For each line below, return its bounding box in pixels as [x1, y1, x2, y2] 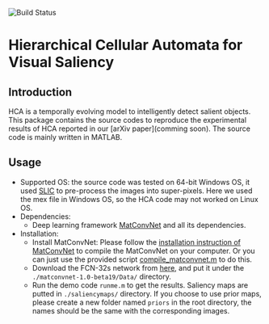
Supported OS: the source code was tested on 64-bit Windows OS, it [19, 177, 250, 187]
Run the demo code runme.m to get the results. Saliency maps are [32, 280, 249, 290]
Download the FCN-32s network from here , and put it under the [32, 263, 245, 272]
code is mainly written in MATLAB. [8, 133, 123, 141]
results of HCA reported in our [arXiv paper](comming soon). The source [8, 124, 250, 133]
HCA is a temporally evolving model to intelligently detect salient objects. [8, 107, 251, 116]
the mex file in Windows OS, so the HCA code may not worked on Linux [19, 194, 258, 204]
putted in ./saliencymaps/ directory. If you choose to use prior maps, [32, 288, 263, 298]
